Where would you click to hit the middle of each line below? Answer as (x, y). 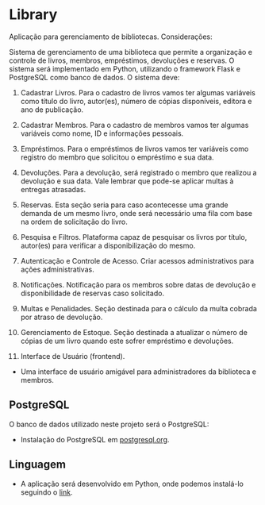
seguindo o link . (46, 492)
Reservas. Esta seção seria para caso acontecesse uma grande (124, 205)
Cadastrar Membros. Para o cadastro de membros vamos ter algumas (134, 125)
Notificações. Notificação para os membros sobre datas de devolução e (138, 284)
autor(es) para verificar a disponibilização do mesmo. (108, 245)
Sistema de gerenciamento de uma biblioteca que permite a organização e (131, 52)
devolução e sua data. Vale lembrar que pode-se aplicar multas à (127, 181)
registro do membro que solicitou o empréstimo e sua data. (117, 157)
